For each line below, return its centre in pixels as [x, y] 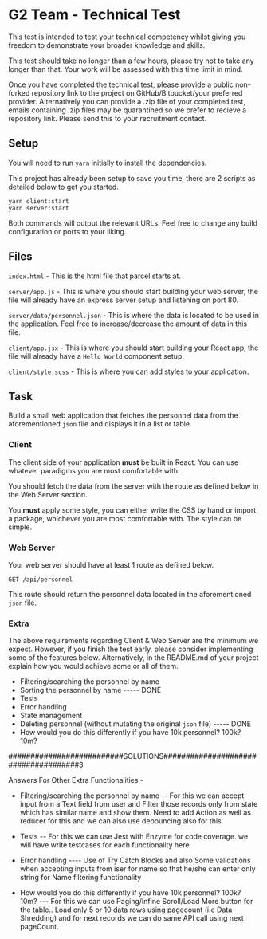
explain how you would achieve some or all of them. [93, 666]
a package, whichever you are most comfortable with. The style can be [125, 518]
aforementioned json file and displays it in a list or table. [100, 424]
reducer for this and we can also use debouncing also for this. [122, 821]
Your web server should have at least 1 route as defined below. [111, 564]
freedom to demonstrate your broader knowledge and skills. [107, 45]
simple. [20, 527]
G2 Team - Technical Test [94, 15]
